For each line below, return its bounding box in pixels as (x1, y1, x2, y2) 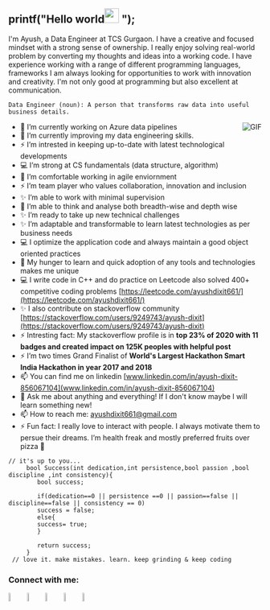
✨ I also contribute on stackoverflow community (19, 303, 180, 313)
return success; (37, 541, 92, 550)
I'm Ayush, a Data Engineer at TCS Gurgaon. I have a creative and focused (8, 34, 255, 43)
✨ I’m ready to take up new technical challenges (19, 210, 180, 220)
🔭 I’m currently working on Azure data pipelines (19, 122, 178, 131)
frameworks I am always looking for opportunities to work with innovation (8, 68, 252, 77)
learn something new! (19, 400, 92, 410)
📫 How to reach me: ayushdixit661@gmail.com (19, 409, 178, 418)
